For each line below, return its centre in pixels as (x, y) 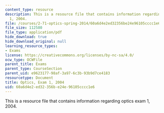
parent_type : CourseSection (34, 69)
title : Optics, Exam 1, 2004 (35, 82)
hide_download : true (26, 37)
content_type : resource (29, 10)
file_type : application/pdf (34, 32)
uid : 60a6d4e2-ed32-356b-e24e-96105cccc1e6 (50, 87)
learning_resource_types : (31, 46)
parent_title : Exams (26, 64)
